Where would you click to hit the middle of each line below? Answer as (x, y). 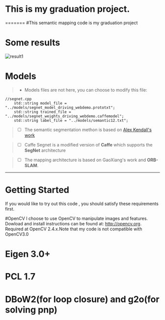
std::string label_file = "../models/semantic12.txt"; (71, 120)
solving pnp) (31, 310)
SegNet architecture (45, 150)
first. (10, 209)
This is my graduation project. (68, 9)
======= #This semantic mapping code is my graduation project (71, 23)
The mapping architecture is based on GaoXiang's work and (85, 160)
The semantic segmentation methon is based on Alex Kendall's (88, 130)
